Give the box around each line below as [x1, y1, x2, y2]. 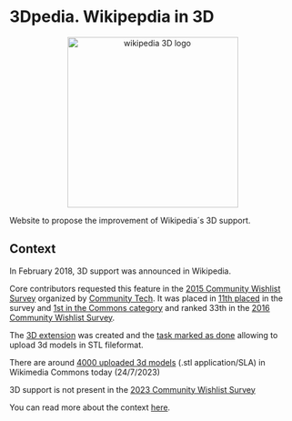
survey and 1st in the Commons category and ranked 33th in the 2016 [9, 302, 270, 313]
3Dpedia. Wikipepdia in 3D [9, 6, 215, 27]
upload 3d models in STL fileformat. [9, 339, 144, 350]
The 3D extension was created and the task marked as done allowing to [9, 329, 278, 340]
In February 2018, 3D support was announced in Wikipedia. [9, 266, 232, 276]
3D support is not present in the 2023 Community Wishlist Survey [9, 384, 257, 395]
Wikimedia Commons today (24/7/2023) [9, 366, 161, 377]
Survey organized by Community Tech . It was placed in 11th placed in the [9, 293, 284, 304]
